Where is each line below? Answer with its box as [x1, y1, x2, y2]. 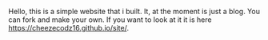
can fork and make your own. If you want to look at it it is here [8, 15, 212, 24]
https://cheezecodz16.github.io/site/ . [8, 24, 130, 32]
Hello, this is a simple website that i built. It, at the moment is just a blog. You [8, 7, 260, 16]
